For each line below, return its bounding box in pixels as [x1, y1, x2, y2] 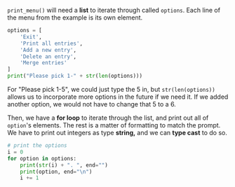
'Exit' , [20, 33, 42, 41]
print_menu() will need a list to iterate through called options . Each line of [7, 6, 221, 14]
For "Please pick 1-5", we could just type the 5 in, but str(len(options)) [7, 85, 215, 93]
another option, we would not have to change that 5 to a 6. [7, 100, 177, 108]
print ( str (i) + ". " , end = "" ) [20, 161, 109, 169]
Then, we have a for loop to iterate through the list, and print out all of [7, 113, 209, 122]
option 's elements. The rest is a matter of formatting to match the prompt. [7, 121, 221, 129]
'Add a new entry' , [20, 46, 77, 53]
